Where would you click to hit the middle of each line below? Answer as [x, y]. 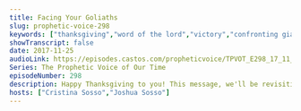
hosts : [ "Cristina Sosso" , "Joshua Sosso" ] [90, 92]
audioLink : [30, 59]
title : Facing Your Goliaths [64, 17]
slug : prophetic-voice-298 [60, 26]
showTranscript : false [52, 43]
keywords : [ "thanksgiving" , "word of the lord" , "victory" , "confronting [144, 34]
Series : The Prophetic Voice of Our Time [88, 68]
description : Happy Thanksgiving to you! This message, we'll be [133, 84]
